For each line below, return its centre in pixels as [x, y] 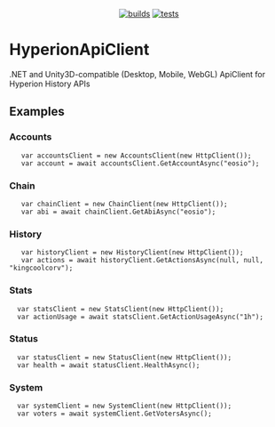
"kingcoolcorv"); [41, 268]
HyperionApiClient [79, 50]
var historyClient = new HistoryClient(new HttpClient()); [132, 253]
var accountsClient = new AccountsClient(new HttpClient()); [136, 156]
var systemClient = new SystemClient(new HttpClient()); [125, 406]
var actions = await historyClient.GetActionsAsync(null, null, [142, 261]
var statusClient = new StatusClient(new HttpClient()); [125, 357]
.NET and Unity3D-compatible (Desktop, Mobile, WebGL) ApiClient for [137, 74]
